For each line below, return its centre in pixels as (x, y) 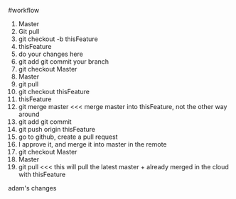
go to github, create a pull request (68, 137)
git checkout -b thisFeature (58, 39)
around (29, 114)
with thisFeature (42, 174)
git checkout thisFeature (54, 92)
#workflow (24, 10)
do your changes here (51, 54)
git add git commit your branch (64, 62)
